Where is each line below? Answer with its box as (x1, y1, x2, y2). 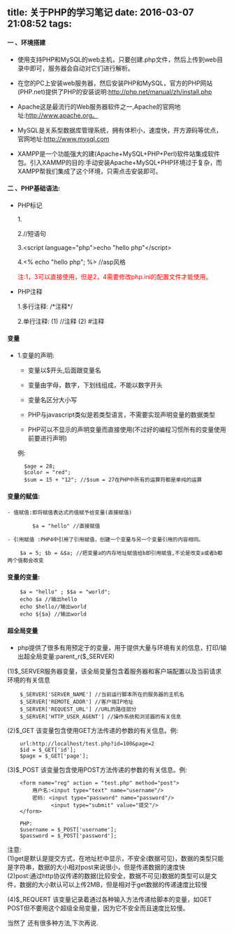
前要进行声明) (27, 434, 68, 442)
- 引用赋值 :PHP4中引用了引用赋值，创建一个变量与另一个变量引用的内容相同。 (7, 536, 204, 543)
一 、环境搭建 (7, 38, 46, 47)
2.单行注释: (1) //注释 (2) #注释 (17, 317, 105, 325)
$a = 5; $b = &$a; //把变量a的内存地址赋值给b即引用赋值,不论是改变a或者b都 (20, 550, 223, 557)
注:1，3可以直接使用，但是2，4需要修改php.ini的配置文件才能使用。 (17, 272, 212, 281)
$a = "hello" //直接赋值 (32, 523, 101, 530)
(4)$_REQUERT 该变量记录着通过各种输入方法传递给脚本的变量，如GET (7, 895, 212, 903)
